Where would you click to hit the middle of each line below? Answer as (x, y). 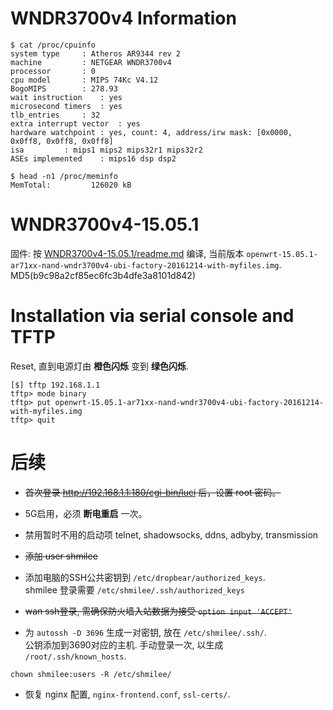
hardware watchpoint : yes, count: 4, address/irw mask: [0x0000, (151, 132)
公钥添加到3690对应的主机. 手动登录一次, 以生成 (124, 644)
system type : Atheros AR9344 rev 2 (96, 53)
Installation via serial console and (152, 316)
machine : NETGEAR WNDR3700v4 (91, 62)
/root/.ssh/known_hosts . (75, 656)
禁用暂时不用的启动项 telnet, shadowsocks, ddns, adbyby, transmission (171, 534)
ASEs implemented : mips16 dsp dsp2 (93, 158)
